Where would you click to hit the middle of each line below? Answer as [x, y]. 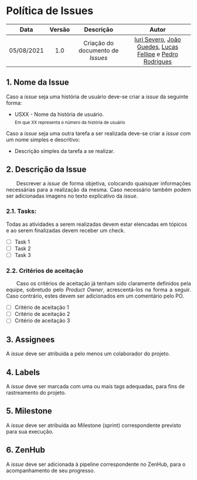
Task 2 [23, 248]
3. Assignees [30, 339]
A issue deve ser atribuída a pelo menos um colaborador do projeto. [88, 354]
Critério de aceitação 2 [42, 314]
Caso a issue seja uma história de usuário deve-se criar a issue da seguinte [97, 96]
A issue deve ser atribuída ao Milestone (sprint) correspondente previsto [94, 425]
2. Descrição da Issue [46, 169]
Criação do [99, 43]
